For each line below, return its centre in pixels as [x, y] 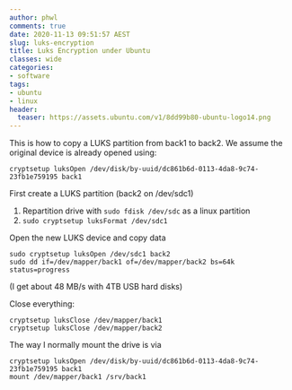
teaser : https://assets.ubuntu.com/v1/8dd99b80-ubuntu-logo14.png [144, 117]
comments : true [38, 26]
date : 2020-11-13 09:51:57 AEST [70, 34]
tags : [19, 84]
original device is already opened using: [83, 152]
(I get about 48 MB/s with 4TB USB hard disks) [96, 287]
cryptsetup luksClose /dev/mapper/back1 [86, 321]
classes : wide [36, 59]
